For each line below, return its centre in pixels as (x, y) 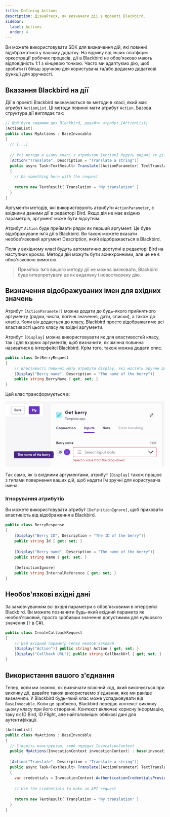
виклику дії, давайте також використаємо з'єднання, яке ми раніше (79, 693)
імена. (12, 486)
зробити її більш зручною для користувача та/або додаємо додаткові (81, 69)
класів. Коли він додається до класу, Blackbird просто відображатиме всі (85, 322)
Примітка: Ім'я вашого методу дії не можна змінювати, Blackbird (88, 269)
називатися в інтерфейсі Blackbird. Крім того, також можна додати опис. (84, 348)
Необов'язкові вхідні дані (48, 594)
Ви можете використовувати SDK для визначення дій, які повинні (76, 47)
